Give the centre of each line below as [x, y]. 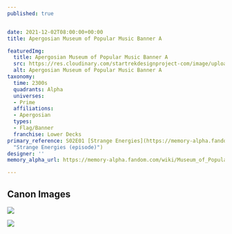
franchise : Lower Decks [47, 134]
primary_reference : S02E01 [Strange [60, 141]
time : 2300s [31, 83]
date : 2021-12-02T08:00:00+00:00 [55, 32]
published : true [30, 13]
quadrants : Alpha [38, 89]
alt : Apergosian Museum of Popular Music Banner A [88, 70]
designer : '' [26, 154]
